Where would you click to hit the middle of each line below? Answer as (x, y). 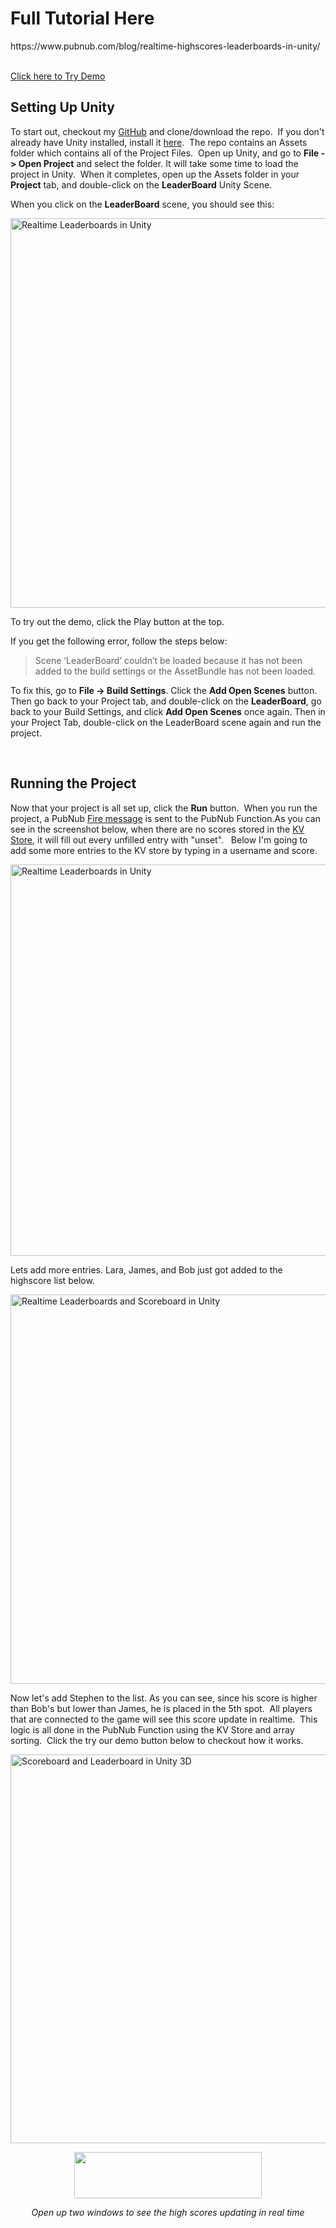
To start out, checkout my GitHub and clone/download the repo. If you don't (167, 131)
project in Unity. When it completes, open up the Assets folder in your (155, 174)
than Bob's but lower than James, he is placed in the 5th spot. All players (161, 1708)
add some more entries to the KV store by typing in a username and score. (164, 850)
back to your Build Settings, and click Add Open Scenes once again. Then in (168, 711)
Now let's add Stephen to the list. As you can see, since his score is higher (164, 1698)
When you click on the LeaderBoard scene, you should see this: (142, 204)
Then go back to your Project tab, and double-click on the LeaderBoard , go (166, 701)
